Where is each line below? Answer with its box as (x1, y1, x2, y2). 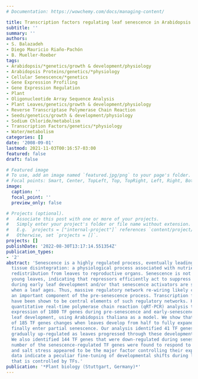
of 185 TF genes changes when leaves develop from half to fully (11, 320, 176, 326)
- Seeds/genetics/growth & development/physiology (6, 113, 133, 118)
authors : (6, 36, 28, 42)
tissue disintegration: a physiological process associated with (11, 265, 176, 271)
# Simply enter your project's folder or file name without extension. (6, 222, 192, 228)
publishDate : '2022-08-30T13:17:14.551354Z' (6, 243, 117, 249)
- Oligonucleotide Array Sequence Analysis (6, 96, 115, 102)
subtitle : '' (6, 25, 38, 31)
